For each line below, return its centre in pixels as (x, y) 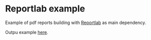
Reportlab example (45, 9)
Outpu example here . (27, 32)
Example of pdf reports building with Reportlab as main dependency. (75, 22)
